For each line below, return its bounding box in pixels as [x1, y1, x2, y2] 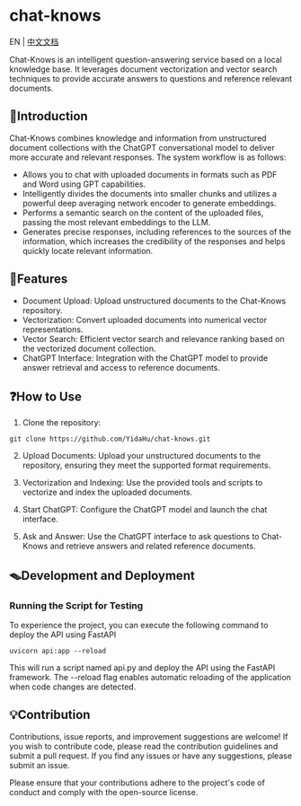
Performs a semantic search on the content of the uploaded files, [22, 207, 264, 218]
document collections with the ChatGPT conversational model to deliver [9, 142, 276, 153]
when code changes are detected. [9, 681, 137, 692]
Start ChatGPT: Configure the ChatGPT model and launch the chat [22, 504, 268, 515]
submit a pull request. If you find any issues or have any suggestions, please [9, 750, 293, 761]
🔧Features [9, 271, 68, 287]
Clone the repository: [22, 417, 102, 428]
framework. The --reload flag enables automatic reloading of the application [9, 672, 292, 683]
